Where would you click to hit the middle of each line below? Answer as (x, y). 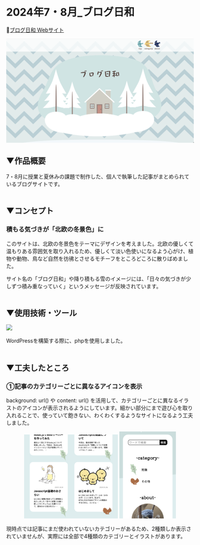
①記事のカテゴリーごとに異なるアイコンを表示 (74, 386)
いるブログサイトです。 (35, 184)
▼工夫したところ (38, 368)
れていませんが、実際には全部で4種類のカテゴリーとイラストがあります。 (96, 536)
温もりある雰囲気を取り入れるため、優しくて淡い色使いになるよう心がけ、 (97, 251)
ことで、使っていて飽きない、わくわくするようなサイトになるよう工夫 (107, 415)
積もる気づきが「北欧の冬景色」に (55, 229)
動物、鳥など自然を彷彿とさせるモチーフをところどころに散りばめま (100, 258)
